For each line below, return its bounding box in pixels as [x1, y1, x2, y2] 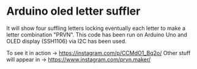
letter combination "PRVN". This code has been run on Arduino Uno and [6, 31, 188, 38]
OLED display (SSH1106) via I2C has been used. [6, 37, 127, 45]
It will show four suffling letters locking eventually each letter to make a [6, 24, 185, 32]
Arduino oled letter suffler [6, 4, 141, 18]
